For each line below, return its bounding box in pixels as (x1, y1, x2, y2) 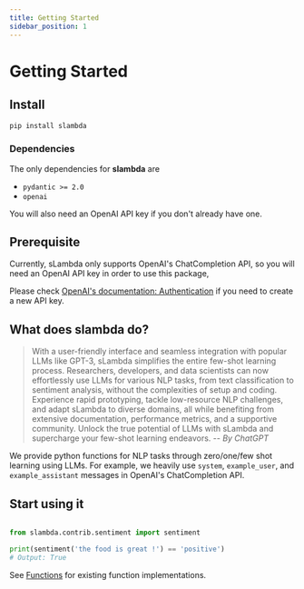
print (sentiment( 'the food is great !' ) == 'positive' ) (9, 544, 225, 554)
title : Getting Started (9, 13, 100, 23)
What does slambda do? (9, 322, 150, 337)
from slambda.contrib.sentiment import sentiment (9, 528, 201, 537)
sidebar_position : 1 (9, 22, 88, 31)
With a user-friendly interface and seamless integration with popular (31, 346, 288, 357)
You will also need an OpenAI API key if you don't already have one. (9, 208, 263, 219)
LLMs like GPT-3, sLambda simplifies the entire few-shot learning (31, 355, 277, 366)
